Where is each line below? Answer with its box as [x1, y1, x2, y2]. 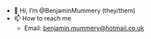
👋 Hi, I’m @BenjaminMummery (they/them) [13, 7, 136, 14]
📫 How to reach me [13, 14, 71, 22]
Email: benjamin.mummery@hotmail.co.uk [24, 24, 144, 32]
